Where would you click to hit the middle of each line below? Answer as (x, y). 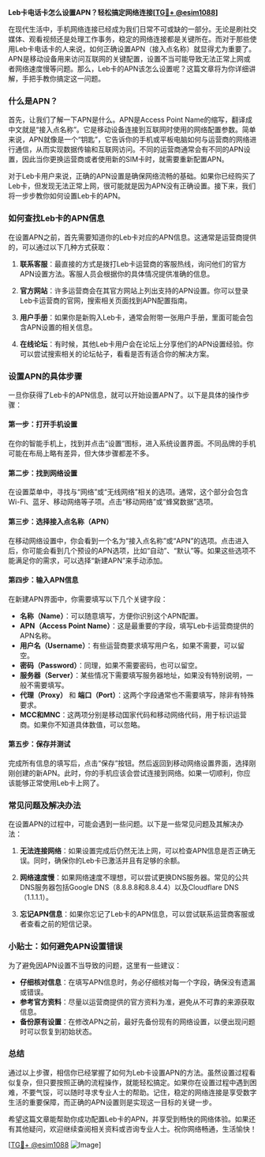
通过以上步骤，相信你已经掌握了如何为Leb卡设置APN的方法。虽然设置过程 (129, 1072)
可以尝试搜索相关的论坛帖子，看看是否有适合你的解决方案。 (116, 354)
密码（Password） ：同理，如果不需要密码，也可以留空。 (110, 665)
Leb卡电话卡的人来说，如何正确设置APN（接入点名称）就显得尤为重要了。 (135, 49)
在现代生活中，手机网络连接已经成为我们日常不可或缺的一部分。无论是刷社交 (132, 29)
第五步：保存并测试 (39, 744)
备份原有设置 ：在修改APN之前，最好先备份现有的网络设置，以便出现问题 (137, 1021)
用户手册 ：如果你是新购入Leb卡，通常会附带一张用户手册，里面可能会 (133, 317)
